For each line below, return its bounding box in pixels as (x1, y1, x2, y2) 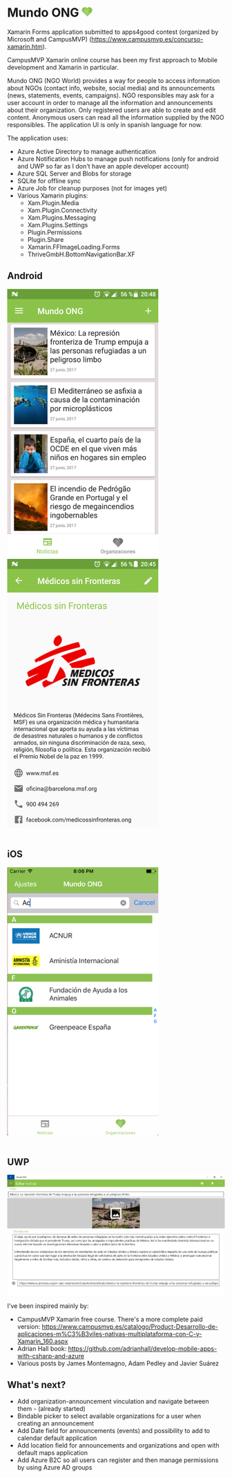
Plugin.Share (27, 235, 64, 243)
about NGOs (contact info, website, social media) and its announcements (7, 84, 215, 92)
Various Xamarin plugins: (17, 191, 88, 200)
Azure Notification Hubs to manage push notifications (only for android (17, 154, 219, 163)
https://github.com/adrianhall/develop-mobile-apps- (68, 1344, 217, 1352)
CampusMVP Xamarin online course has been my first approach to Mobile (7, 55, 217, 64)
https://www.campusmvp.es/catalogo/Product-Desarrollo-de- (41, 1322, 219, 1331)
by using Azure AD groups (17, 1463, 93, 1472)
